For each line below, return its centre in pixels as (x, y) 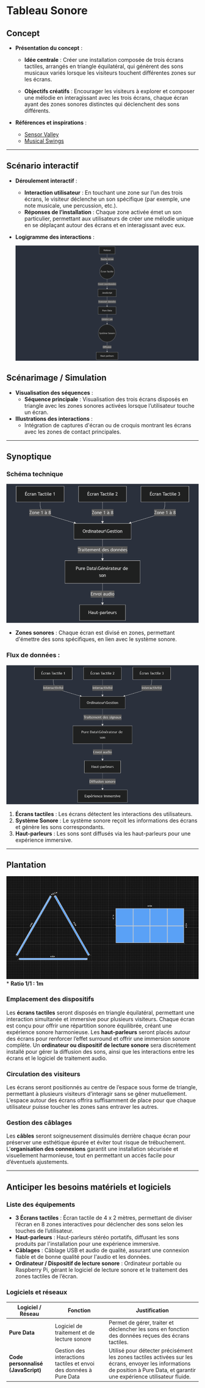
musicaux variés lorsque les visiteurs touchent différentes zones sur (110, 73)
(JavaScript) (25, 1370)
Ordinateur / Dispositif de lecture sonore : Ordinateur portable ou (98, 1263)
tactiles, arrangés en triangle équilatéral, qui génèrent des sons (104, 66)
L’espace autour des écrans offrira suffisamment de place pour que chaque (101, 1100)
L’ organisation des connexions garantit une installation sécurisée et (92, 1149)
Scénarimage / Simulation (56, 378)
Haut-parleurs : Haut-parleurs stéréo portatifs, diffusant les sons (97, 1237)
